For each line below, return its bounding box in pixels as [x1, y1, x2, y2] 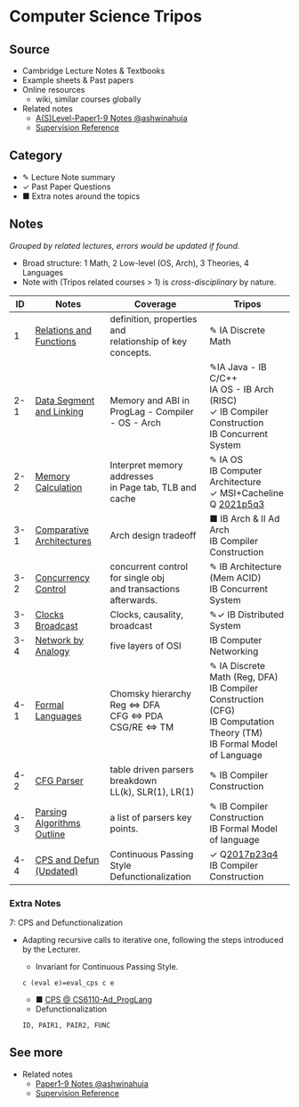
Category [9, 148, 63, 163]
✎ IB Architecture [209, 560, 282, 573]
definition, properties [109, 312, 198, 325]
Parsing [35, 805, 68, 818]
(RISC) [209, 394, 238, 407]
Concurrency [35, 571, 91, 583]
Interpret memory [109, 458, 184, 471]
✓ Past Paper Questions [21, 181, 111, 192]
